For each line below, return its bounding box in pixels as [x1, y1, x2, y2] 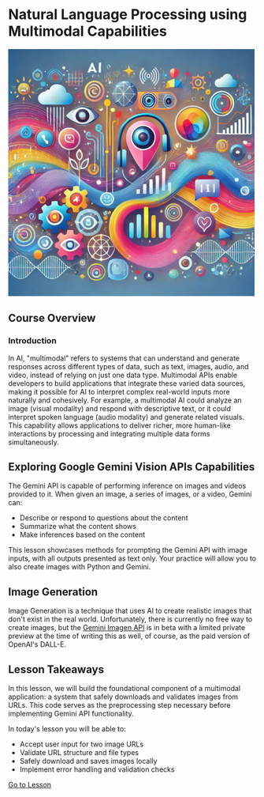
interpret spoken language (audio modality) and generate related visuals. [8, 412, 244, 421]
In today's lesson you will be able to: [8, 724, 126, 734]
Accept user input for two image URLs [19, 739, 144, 749]
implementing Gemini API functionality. [8, 709, 134, 719]
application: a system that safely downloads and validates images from [8, 692, 239, 701]
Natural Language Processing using [8, 6, 247, 24]
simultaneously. [8, 437, 59, 447]
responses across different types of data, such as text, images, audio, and [8, 361, 250, 371]
